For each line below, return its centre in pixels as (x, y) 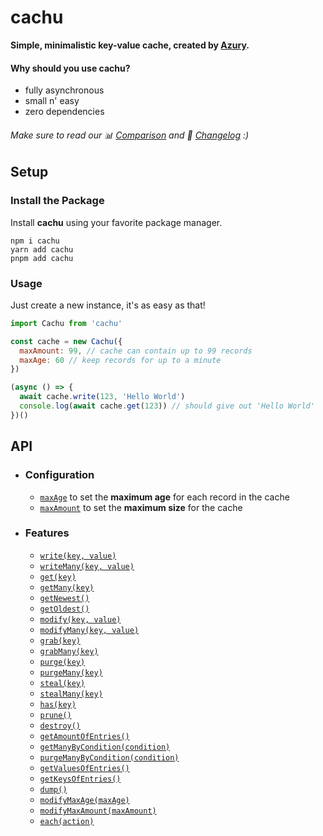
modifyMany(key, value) (89, 630)
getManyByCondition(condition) (105, 747)
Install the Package (57, 201)
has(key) (58, 704)
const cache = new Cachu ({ (66, 341)
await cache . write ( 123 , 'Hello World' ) (102, 397)
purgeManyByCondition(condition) (109, 757)
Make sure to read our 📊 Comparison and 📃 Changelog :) (130, 135)
